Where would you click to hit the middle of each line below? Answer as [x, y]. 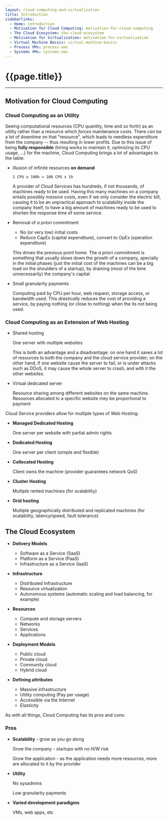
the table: [15, 158]
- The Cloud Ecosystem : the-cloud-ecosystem [57, 33]
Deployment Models [34, 644]
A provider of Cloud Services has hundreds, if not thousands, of [78, 186]
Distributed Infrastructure [46, 583]
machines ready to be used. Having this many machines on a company [85, 192]
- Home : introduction [32, 24]
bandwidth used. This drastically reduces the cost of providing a [79, 299]
